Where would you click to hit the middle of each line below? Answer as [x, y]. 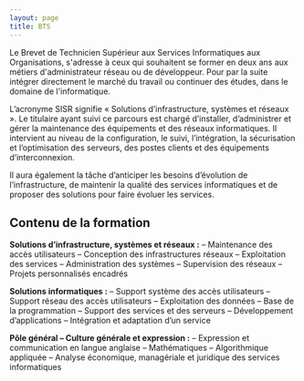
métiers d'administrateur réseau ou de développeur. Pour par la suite [139, 72]
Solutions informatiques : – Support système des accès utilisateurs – [140, 292]
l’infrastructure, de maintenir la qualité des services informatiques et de [144, 184]
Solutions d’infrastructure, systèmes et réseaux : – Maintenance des [142, 245]
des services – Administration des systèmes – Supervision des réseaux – [146, 264]
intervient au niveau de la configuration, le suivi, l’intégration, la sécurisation [152, 138]
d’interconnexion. [42, 157]
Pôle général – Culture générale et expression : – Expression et [130, 338]
